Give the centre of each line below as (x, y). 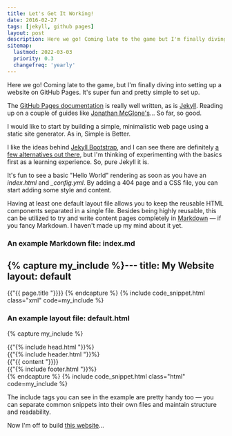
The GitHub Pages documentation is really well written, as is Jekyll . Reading (115, 105)
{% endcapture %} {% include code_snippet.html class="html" (96, 376)
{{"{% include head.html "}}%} (51, 347)
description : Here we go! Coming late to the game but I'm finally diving (117, 39)
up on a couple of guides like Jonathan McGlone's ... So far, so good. (105, 113)
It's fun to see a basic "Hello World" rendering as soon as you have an (107, 175)
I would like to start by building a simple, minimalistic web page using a (108, 126)
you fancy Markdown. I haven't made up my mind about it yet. (95, 225)
